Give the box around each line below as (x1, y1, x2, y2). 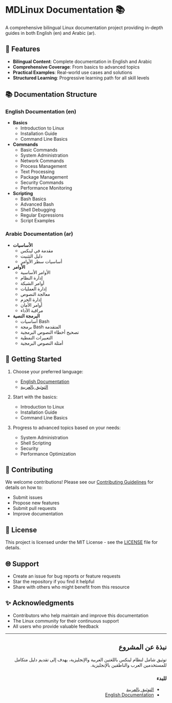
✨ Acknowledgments (5, 599, 74, 607)
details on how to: (5, 484, 43, 491)
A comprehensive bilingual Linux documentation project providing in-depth (5, 24, 163, 31)
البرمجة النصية (12, 313, 40, 319)
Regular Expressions (20, 212, 64, 218)
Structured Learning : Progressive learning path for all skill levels (12, 75, 149, 81)
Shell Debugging (20, 207, 56, 213)
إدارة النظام (20, 274, 43, 281)
